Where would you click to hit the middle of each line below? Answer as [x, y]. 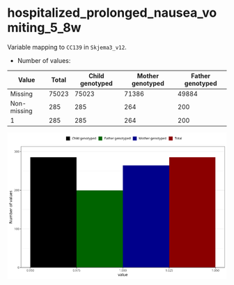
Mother [148, 76]
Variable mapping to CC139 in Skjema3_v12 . [67, 47]
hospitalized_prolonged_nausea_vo [112, 13]
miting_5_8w [44, 28]
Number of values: [44, 60]
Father [201, 76]
